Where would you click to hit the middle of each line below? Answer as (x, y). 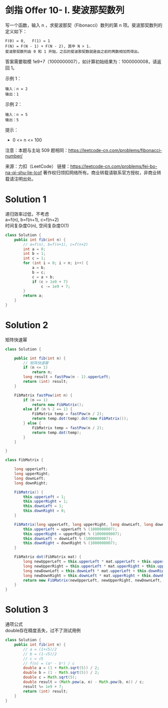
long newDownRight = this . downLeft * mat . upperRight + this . (88, 576)
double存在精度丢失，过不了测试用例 (43, 631)
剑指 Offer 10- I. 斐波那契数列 (65, 10)
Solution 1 (26, 199)
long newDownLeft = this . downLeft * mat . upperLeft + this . (86, 571)
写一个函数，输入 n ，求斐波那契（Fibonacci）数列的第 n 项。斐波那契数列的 (84, 25)
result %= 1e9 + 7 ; (43, 686)
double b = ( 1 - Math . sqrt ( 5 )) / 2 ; (61, 673)
